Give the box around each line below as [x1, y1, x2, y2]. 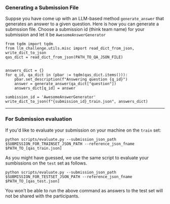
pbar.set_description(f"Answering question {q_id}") [14, 77, 128, 82]
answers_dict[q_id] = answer [14, 86, 76, 91]
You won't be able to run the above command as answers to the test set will [5, 187, 163, 193]
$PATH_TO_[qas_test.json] [5, 179, 60, 184]
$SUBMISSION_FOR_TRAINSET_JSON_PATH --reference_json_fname [5, 141, 135, 146]
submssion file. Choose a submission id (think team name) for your [5, 26, 145, 32]
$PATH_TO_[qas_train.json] [5, 146, 62, 151]
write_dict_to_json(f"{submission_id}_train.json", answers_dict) [5, 99, 148, 104]
